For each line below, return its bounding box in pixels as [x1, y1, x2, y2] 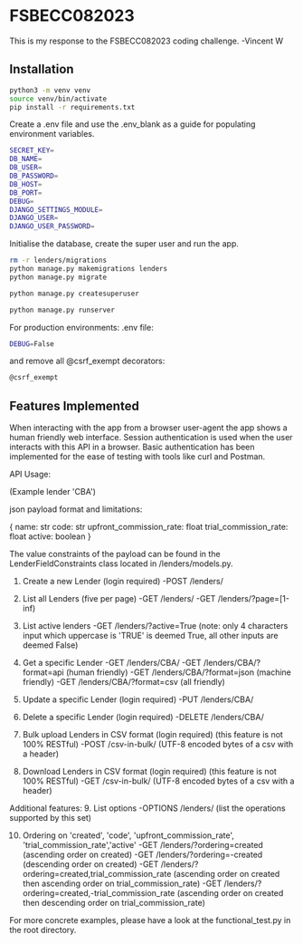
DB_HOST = [9, 179, 43, 188]
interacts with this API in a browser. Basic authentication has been [9, 441, 255, 453]
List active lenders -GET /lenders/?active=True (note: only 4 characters [22, 621, 289, 631]
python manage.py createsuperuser [9, 289, 140, 298]
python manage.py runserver [9, 305, 116, 314]
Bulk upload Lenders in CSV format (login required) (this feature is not [22, 729, 283, 740]
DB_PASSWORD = [9, 171, 59, 180]
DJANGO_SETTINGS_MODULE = [9, 205, 103, 214]
